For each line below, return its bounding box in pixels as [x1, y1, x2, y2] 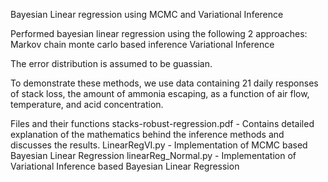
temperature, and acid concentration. [10, 99, 164, 110]
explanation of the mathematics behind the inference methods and [10, 129, 285, 140]
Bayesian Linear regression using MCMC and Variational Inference [10, 9, 284, 20]
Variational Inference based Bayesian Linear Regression [10, 160, 240, 172]
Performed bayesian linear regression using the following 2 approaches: [10, 28, 308, 39]
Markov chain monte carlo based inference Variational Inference [10, 39, 275, 50]
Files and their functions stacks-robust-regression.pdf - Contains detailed [10, 118, 315, 129]
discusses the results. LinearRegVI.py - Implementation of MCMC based [10, 139, 308, 151]
